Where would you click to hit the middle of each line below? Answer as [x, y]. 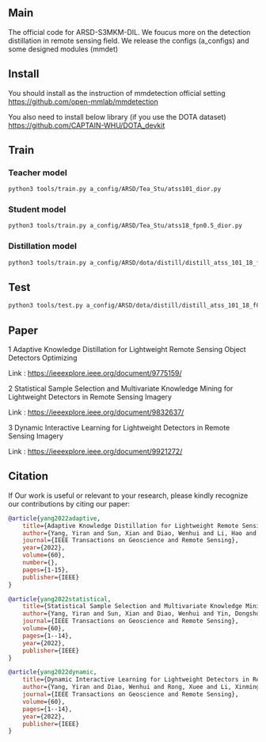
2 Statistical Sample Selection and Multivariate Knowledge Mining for [121, 388]
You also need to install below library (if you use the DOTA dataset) [118, 117]
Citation [28, 476]
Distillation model [43, 247]
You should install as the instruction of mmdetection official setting [117, 93]
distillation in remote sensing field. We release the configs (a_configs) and [129, 40]
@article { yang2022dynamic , [53, 672]
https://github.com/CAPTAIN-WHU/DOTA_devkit [87, 125]
